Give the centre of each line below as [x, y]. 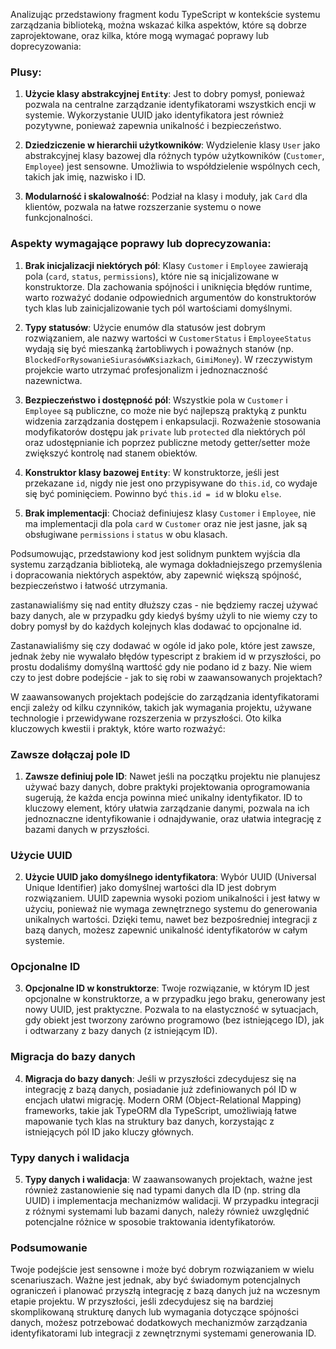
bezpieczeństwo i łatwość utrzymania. [89, 585]
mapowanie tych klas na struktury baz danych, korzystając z [149, 1121]
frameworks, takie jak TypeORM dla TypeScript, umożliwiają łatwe [161, 1110]
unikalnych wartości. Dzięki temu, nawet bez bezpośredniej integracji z [171, 920]
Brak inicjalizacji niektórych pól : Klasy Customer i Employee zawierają [166, 265]
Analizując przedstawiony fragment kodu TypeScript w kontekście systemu [165, 14]
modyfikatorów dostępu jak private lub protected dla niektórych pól [165, 431]
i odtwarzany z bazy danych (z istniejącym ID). [121, 1031]
